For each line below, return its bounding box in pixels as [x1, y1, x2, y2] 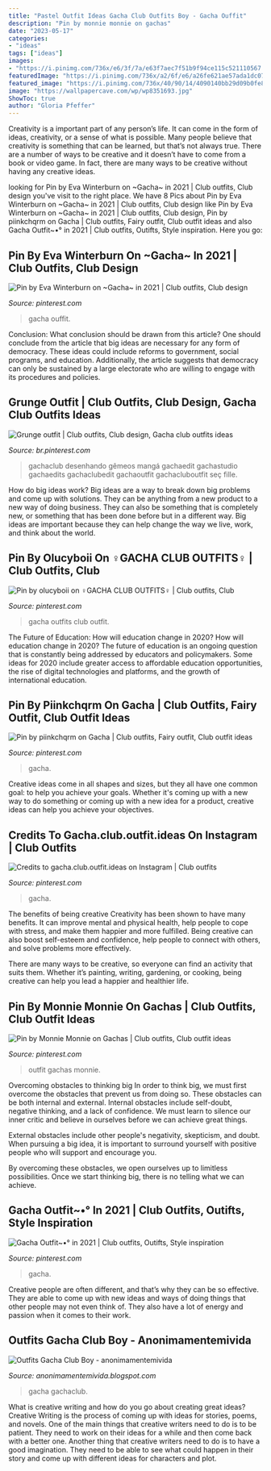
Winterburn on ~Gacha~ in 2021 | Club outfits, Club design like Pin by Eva [8, 199, 253, 210]
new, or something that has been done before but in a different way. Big [8, 510, 247, 520]
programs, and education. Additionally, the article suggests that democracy [8, 355, 259, 365]
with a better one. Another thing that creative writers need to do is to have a [8, 1436, 261, 1446]
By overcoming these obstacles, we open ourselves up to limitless [8, 1163, 228, 1173]
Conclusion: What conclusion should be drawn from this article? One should [8, 329, 261, 339]
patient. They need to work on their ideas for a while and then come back [8, 1427, 252, 1437]
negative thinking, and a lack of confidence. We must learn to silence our [8, 1106, 252, 1115]
